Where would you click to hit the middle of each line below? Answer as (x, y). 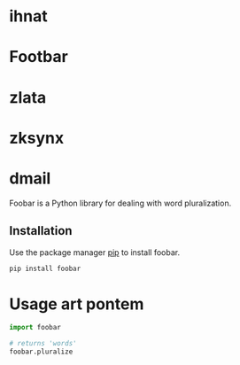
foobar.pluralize (41, 352)
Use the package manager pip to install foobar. (94, 252)
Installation (41, 231)
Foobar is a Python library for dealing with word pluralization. (120, 203)
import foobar (35, 328)
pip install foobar (45, 268)
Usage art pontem (77, 304)
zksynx (37, 138)
